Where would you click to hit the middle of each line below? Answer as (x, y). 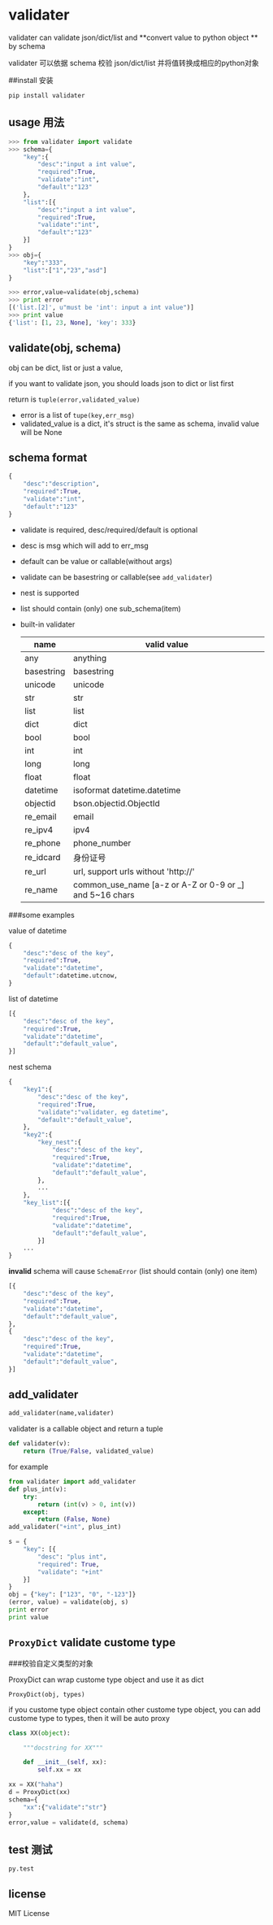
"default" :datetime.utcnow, (70, 976)
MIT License (29, 1913)
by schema (27, 46)
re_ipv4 (39, 829)
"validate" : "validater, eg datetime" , (103, 1112)
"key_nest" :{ (60, 1143)
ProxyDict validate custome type (92, 1643)
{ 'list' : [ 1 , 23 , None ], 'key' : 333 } (72, 323)
